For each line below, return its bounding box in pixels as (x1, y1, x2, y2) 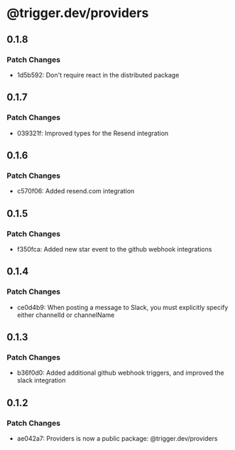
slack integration (16, 376, 66, 385)
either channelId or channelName (16, 311, 115, 319)
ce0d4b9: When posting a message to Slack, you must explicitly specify (16, 303, 229, 311)
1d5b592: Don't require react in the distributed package (16, 70, 180, 79)
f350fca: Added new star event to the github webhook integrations (16, 245, 212, 253)
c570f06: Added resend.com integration (16, 187, 135, 195)
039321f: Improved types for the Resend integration (16, 129, 169, 137)
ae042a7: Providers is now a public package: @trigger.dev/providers (16, 434, 218, 442)
